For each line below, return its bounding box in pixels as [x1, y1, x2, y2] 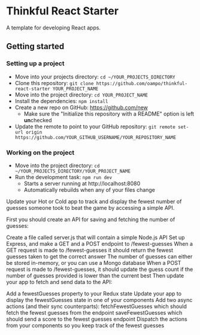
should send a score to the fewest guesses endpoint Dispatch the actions [6, 315, 187, 322]
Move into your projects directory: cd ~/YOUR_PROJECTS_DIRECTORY [14, 73, 175, 80]
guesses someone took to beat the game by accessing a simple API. [6, 204, 175, 211]
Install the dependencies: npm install [14, 97, 108, 104]
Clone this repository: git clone [14, 79, 94, 86]
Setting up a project [6, 59, 65, 68]
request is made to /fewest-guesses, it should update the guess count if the [6, 265, 193, 273]
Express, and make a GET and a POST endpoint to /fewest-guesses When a [6, 240, 193, 247]
